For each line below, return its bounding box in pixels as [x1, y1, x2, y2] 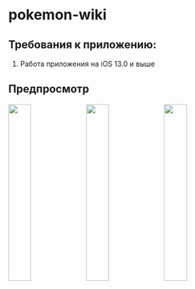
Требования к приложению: [8, 38, 156, 52]
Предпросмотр [8, 82, 90, 96]
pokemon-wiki [8, 6, 107, 24]
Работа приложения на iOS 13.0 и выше [19, 59, 155, 68]
